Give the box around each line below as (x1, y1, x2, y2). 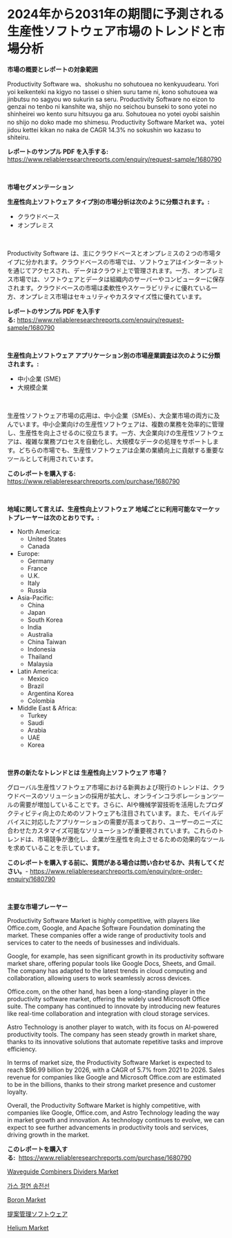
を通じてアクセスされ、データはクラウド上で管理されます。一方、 (7, 266, 195, 274)
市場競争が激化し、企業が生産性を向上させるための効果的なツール (37, 835, 225, 843)
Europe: (17, 549, 40, 557)
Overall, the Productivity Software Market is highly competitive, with (7, 1101, 201, 1109)
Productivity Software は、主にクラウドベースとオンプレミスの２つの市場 (7, 249, 215, 257)
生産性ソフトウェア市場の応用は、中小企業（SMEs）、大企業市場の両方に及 (7, 411, 220, 420)
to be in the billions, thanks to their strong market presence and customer (7, 1080, 216, 1088)
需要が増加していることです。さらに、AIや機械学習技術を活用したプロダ (19, 800, 224, 809)
